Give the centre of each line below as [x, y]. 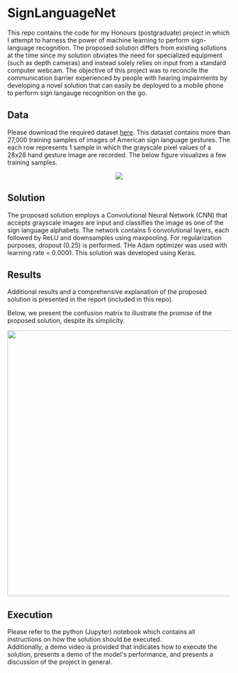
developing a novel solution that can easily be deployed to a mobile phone [115, 85]
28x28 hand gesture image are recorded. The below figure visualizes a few [117, 154]
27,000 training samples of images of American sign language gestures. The [119, 140]
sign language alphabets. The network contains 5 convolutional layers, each [118, 230]
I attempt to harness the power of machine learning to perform [98, 40]
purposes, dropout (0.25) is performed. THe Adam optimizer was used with [118, 245]
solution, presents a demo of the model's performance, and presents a [110, 655]
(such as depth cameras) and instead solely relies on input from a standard [117, 62]
